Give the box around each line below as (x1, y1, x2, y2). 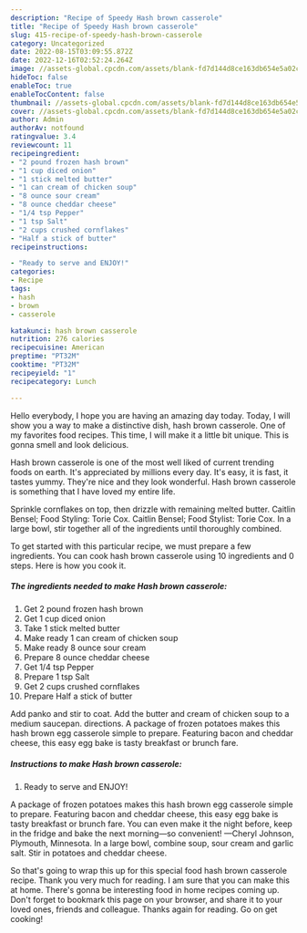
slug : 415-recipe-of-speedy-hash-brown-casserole (10, 30, 203, 39)
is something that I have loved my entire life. (10, 485, 176, 497)
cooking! (10, 914, 44, 925)
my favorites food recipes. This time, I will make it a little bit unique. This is (10, 430, 290, 441)
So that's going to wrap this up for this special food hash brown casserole (10, 866, 288, 876)
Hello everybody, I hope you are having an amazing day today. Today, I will (10, 409, 291, 420)
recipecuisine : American (10, 343, 105, 352)
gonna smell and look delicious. (10, 439, 129, 450)
